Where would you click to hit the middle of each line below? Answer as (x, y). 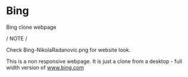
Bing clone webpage (31, 27)
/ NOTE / (17, 38)
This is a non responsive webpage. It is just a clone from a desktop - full (94, 61)
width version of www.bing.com (45, 67)
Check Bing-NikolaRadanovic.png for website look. (68, 50)
